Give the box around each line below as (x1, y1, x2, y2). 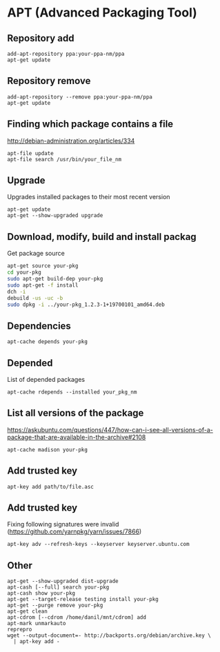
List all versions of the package (7, 407, 144, 419)
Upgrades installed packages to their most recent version (7, 193, 170, 201)
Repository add (7, 32, 74, 44)
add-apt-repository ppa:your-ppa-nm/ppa (7, 50, 126, 57)
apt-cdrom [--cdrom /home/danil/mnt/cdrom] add (7, 614, 147, 621)
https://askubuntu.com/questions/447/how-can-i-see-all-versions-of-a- (7, 425, 214, 434)
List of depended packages (7, 376, 85, 383)
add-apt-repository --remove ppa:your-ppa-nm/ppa (7, 93, 153, 101)
